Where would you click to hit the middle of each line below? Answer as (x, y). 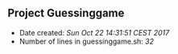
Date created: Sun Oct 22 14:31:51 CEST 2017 (94, 32)
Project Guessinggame (66, 13)
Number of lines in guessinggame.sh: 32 (87, 41)
